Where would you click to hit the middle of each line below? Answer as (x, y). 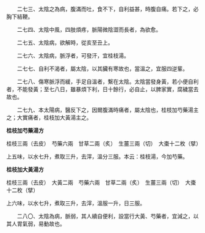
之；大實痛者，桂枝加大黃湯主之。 (49, 117)
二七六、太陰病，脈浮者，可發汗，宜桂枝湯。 (73, 56)
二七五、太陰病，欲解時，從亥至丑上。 (65, 43)
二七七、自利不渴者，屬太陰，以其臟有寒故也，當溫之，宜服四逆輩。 (102, 68)
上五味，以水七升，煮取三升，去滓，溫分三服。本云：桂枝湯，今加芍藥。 (97, 157)
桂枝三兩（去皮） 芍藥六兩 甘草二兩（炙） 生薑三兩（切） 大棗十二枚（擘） (104, 143)
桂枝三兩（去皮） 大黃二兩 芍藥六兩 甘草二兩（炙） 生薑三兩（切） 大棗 (101, 183)
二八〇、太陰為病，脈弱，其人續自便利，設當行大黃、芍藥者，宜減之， (105, 216)
